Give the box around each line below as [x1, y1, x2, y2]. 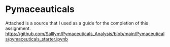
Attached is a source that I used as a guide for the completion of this [5, 20, 149, 26]
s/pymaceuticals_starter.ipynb [5, 36, 69, 42]
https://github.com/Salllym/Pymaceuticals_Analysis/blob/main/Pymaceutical [5, 30, 165, 36]
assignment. [5, 25, 31, 31]
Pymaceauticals [5, 3, 75, 15]
